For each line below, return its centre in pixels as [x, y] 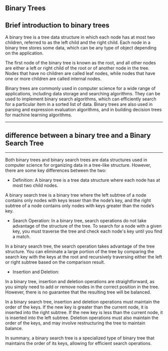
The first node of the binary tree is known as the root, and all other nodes [80, 63]
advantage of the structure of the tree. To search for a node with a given [87, 226]
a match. [21, 237]
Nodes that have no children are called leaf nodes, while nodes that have [80, 73]
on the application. [24, 53]
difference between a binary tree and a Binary [78, 135]
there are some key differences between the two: [56, 171]
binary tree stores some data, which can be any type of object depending [81, 48]
